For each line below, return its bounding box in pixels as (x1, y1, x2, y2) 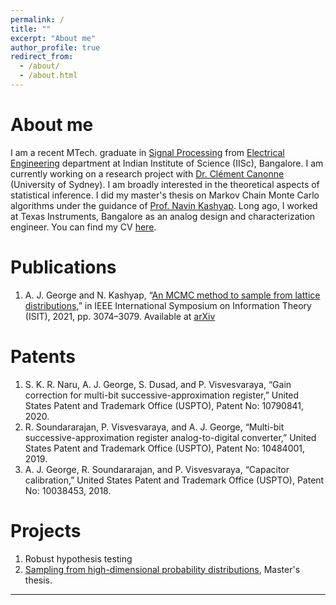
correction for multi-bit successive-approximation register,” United (24, 389, 300, 401)
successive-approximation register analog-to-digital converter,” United (24, 431, 317, 443)
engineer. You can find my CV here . (10, 221, 157, 233)
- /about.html (19, 71, 78, 81)
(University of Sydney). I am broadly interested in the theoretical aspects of (10, 178, 320, 190)
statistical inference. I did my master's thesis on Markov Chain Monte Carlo (10, 189, 320, 201)
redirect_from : (10, 52, 74, 62)
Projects (10, 519, 82, 542)
